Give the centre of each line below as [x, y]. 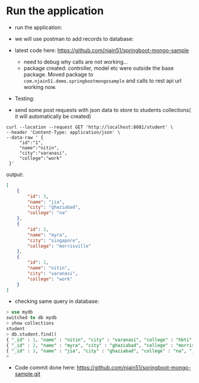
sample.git [28, 374]
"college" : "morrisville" [60, 246]
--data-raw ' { [25, 138]
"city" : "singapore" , [54, 240]
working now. [40, 87]
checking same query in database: [57, 301]
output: [15, 174]
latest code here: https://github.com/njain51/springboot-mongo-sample [102, 50]
